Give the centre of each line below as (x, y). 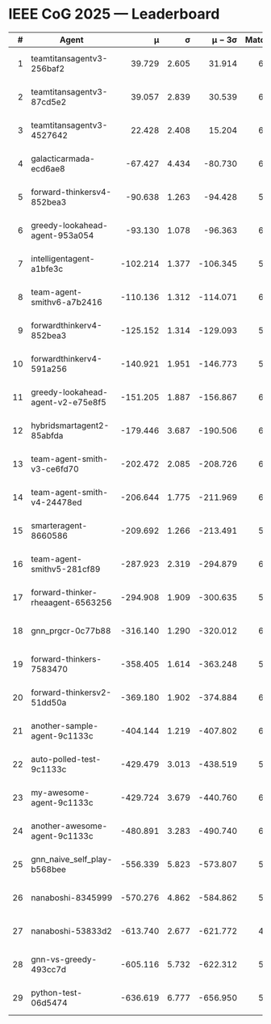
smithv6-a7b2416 (67, 302)
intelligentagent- (63, 258)
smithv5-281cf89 (66, 569)
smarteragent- (59, 525)
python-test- (57, 992)
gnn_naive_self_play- (72, 859)
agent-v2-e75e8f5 (69, 402)
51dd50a (49, 702)
